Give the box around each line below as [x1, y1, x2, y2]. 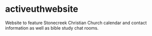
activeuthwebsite [5, 3, 78, 15]
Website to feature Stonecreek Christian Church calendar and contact [5, 20, 147, 26]
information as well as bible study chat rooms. [5, 25, 99, 31]
